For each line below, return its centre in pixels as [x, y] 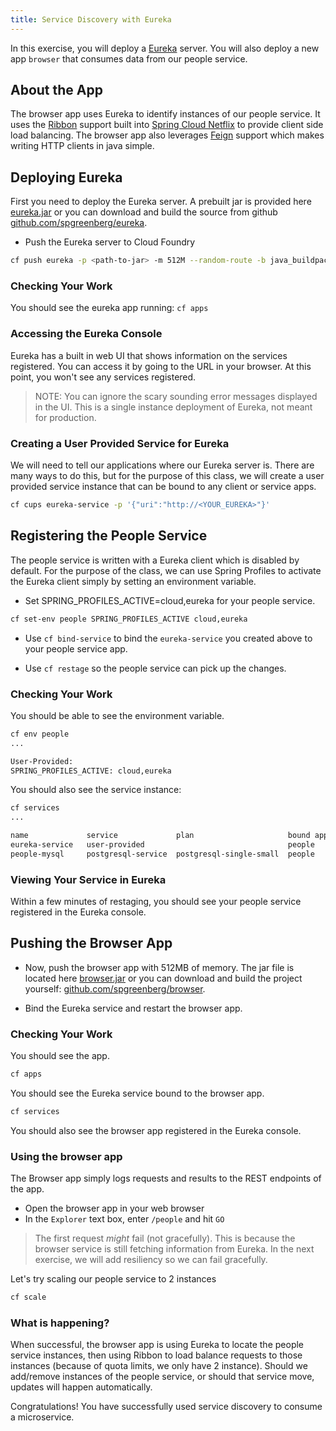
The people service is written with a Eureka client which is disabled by [155, 560]
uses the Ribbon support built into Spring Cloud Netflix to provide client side [167, 125]
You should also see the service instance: [96, 790]
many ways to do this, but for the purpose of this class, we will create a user [167, 476]
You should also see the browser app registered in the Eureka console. [156, 1130]
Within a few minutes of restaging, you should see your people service [156, 902]
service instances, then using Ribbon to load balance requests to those [156, 1355]
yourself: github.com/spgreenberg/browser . [115, 988]
